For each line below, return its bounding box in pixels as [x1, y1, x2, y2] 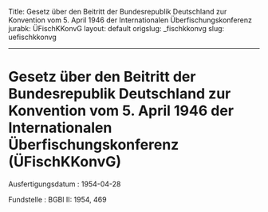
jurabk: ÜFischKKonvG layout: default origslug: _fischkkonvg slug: [8, 24, 225, 33]
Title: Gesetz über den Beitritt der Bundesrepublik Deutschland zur [8, 7, 227, 16]
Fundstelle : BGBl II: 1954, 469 [8, 194, 107, 204]
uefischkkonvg [8, 32, 57, 42]
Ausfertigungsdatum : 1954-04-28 [8, 179, 121, 189]
